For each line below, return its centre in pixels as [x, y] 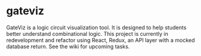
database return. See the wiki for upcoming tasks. [68, 46]
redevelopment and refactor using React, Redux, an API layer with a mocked [101, 40]
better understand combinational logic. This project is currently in [87, 33]
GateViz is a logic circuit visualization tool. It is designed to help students [96, 27]
